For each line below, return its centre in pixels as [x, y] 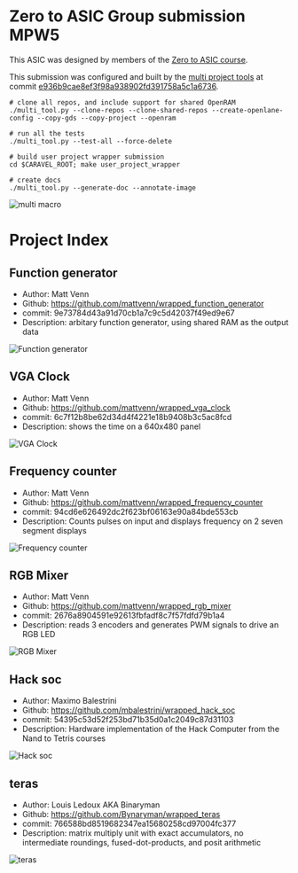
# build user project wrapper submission [87, 157]
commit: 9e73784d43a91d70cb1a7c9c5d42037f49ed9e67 [128, 313]
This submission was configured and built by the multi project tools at [136, 76]
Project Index [59, 240]
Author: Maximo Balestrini [69, 701]
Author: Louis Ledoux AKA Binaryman [91, 805]
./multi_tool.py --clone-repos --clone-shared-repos [109, 110]
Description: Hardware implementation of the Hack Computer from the [151, 729]
